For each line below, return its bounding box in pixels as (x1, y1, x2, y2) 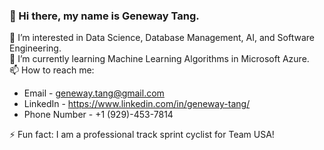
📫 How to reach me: (9, 64, 95, 76)
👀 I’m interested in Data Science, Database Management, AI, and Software (9, 32, 315, 44)
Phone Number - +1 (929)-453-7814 (23, 109, 174, 121)
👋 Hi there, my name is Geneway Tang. (9, 9, 200, 23)
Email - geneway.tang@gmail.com (23, 87, 165, 99)
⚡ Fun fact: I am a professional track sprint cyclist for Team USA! (9, 129, 275, 141)
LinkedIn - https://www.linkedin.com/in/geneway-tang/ (23, 98, 251, 110)
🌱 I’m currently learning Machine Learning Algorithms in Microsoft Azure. (9, 53, 310, 65)
